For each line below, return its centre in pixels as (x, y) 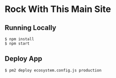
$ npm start (17, 43)
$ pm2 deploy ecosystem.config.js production (53, 70)
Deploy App (23, 59)
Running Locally (30, 28)
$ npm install (20, 39)
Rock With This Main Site (58, 9)
